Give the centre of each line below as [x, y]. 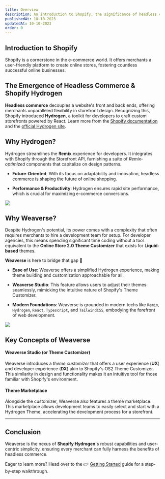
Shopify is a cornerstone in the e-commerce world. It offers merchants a [78, 60]
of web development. [34, 315]
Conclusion [23, 432]
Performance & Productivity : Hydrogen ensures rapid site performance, [85, 188]
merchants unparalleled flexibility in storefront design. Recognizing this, [78, 110]
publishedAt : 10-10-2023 [30, 19]
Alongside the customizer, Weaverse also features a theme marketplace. [78, 401]
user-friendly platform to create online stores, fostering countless [71, 65]
